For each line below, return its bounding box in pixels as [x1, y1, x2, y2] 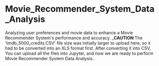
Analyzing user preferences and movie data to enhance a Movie [5, 30, 133, 35]
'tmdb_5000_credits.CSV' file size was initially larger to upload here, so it [5, 40, 151, 46]
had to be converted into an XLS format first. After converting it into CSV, [5, 45, 151, 51]
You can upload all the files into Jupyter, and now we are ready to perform [5, 50, 154, 56]
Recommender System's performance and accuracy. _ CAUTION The [5, 35, 143, 41]
